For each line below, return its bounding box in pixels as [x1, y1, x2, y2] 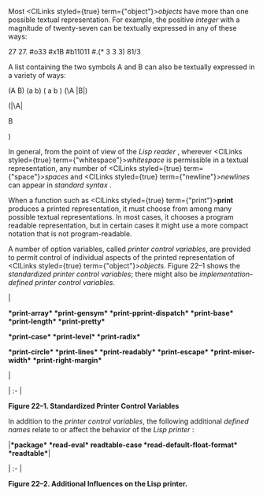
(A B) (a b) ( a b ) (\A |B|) [8, 86, 88, 95]
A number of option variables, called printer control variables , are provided [8, 244, 251, 254]
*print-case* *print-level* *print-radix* [8, 332, 141, 341]
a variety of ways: [8, 71, 66, 80]
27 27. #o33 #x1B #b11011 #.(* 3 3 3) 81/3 [8, 47, 142, 56]
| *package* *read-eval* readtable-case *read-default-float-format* [8, 440, 238, 450]
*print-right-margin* [32, 356, 102, 365]
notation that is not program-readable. [8, 229, 132, 239]
